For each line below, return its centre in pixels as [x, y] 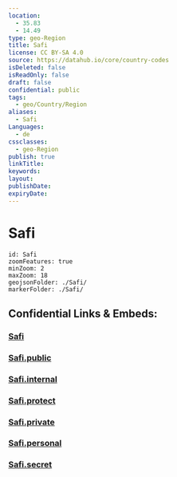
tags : [17, 97]
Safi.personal [35, 443]
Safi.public [30, 357]
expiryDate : [28, 193]
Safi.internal [33, 379]
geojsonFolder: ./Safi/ [48, 282]
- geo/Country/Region [51, 104]
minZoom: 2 [26, 268]
